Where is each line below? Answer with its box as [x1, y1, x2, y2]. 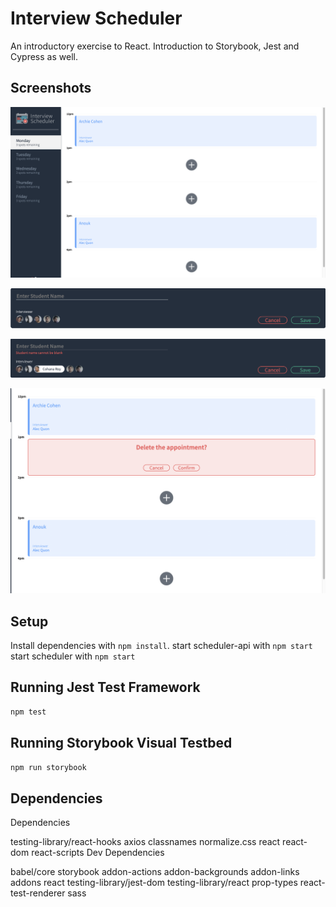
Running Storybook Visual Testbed [10, 735, 233, 752]
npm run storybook [10, 762, 87, 772]
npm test [10, 707, 47, 717]
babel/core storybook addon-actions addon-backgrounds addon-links [10, 866, 300, 878]
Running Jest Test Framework [10, 679, 201, 696]
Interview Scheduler [10, 7, 183, 30]
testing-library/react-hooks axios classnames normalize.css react [10, 836, 281, 848]
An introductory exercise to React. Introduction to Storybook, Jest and [10, 40, 300, 52]
